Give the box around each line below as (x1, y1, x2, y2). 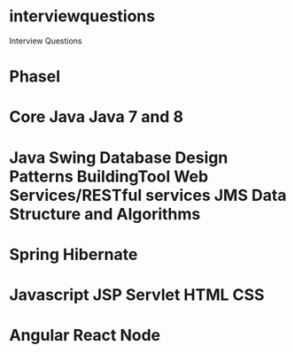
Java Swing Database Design (9, 148, 229, 167)
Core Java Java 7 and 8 (9, 107, 184, 127)
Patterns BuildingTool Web (9, 166, 209, 187)
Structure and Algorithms (9, 203, 201, 224)
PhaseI (9, 66, 61, 87)
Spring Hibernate (9, 244, 138, 265)
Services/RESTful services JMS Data (9, 185, 287, 205)
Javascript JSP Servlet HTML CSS (9, 285, 265, 304)
